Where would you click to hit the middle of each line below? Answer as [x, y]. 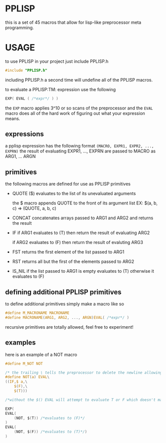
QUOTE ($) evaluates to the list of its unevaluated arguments [74, 194]
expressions [24, 134]
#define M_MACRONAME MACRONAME [37, 313]
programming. [20, 27]
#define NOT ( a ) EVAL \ [27, 377]
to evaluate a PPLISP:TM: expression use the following [61, 89]
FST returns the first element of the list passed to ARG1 [68, 252]
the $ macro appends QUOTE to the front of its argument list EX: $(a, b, [85, 203]
